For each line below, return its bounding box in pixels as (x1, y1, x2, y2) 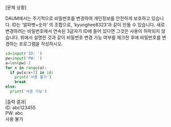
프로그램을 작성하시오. (18, 41, 63, 47)
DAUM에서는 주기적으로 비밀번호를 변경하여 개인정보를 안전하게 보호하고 (5, 15, 151, 21)
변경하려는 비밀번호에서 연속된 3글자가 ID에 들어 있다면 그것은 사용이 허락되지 (5, 28, 160, 34)
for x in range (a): (5, 65, 47, 70)
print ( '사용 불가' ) (14, 74, 52, 80)
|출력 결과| (5, 98, 27, 105)
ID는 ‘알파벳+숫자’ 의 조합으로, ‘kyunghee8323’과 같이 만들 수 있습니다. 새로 (12, 22, 165, 28)
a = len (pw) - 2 (5, 60, 31, 65)
